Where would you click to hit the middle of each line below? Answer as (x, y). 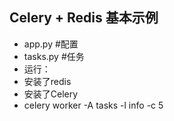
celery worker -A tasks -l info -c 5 (93, 105)
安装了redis (47, 81)
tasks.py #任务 (54, 56)
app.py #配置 (51, 44)
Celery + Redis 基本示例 (84, 18)
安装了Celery (51, 94)
